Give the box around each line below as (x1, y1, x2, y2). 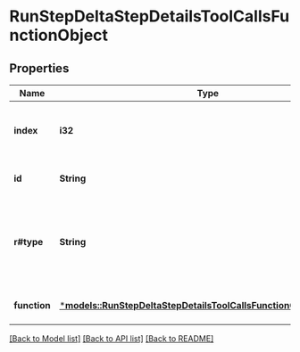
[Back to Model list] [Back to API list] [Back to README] (9, 333, 214, 344)
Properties (9, 61, 70, 76)
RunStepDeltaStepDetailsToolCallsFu (9, 6, 290, 27)
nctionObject (9, 25, 109, 45)
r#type (13, 236, 44, 248)
